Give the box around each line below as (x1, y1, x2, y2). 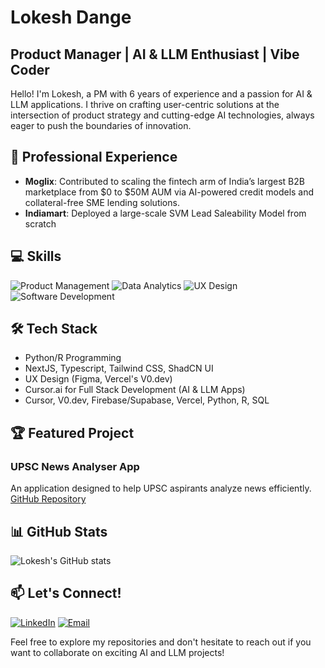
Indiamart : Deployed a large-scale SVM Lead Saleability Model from (24, 207, 307, 219)
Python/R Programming (24, 352, 122, 364)
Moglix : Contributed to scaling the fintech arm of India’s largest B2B (24, 175, 305, 187)
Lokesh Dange (10, 6, 132, 29)
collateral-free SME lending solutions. (24, 196, 180, 208)
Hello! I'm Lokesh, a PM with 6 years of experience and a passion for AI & (10, 88, 313, 100)
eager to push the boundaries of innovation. (10, 120, 192, 131)
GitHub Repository (10, 493, 87, 505)
